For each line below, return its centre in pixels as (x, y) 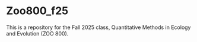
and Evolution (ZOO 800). (37, 33)
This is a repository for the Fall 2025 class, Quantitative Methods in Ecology (99, 27)
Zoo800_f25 (37, 11)
